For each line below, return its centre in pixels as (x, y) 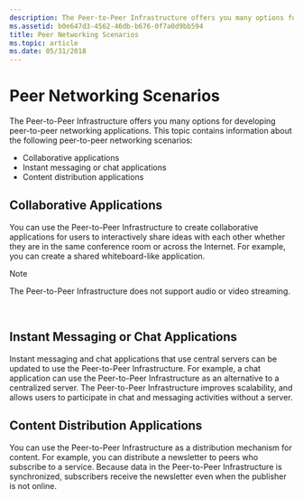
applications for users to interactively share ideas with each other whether (147, 237)
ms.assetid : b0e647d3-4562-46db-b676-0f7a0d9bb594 (106, 26)
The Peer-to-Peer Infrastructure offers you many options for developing (143, 121)
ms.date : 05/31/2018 (48, 52)
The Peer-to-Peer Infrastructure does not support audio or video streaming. (150, 291)
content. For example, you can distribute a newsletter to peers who (134, 457)
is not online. (33, 485)
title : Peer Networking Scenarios (74, 34)
